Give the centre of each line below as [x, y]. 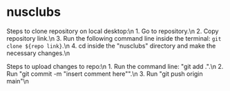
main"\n [18, 81]
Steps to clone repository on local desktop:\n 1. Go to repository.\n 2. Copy [113, 31]
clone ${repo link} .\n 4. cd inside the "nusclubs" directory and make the [111, 45]
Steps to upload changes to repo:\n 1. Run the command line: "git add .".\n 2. [115, 66]
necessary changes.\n [38, 53]
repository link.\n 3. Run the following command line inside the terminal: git [114, 38]
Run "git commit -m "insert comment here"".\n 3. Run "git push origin [105, 74]
